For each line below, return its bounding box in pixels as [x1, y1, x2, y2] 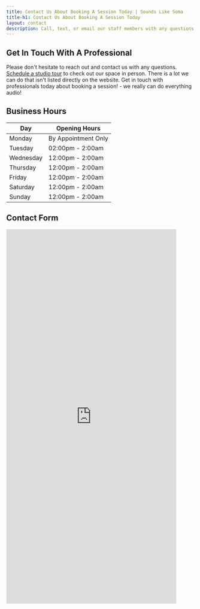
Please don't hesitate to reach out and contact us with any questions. [6, 63, 177, 71]
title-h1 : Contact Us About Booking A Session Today [6, 14, 141, 20]
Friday [9, 173, 27, 181]
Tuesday [9, 144, 34, 152]
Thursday [9, 163, 37, 171]
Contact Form [6, 213, 59, 223]
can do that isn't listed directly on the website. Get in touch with [6, 76, 163, 84]
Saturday [9, 183, 35, 191]
